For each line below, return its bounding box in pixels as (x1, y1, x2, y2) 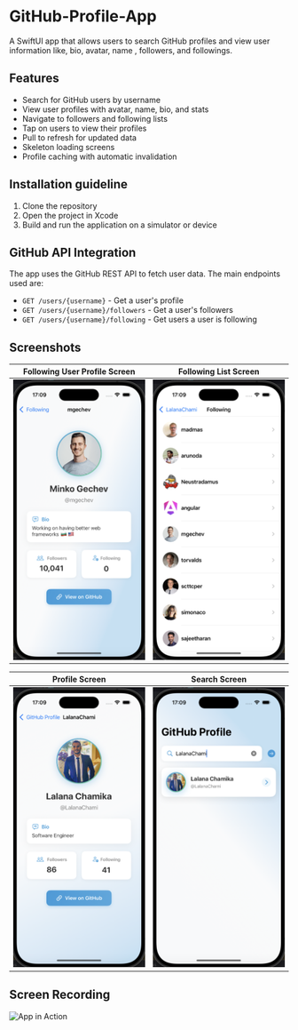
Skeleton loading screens (21, 141, 115, 152)
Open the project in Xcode (21, 210, 119, 220)
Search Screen (190, 674, 247, 684)
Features (9, 71, 59, 86)
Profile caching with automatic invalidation (21, 151, 177, 162)
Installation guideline (9, 177, 129, 192)
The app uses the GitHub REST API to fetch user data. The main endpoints (9, 268, 281, 279)
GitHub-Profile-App (9, 6, 157, 27)
